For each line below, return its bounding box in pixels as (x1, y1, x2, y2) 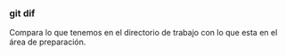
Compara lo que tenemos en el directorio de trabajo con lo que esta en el (9, 28, 278, 38)
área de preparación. (9, 36, 86, 47)
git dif (9, 7, 36, 20)
